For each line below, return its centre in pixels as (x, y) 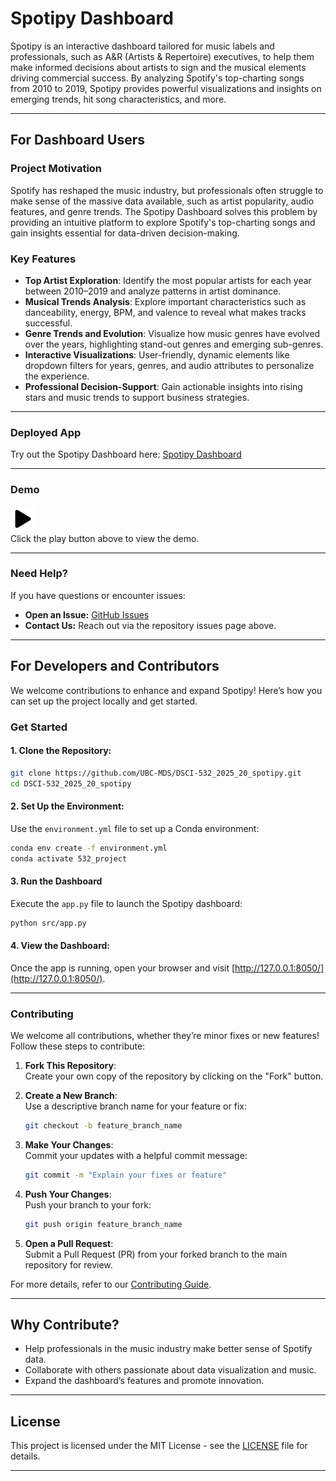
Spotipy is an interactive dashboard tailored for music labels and (142, 46)
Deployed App (46, 432)
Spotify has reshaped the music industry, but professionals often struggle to (167, 190)
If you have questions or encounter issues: (98, 595)
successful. (48, 323)
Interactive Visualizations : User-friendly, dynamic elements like (157, 354)
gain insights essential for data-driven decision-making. (125, 233)
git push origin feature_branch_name (103, 1224)
